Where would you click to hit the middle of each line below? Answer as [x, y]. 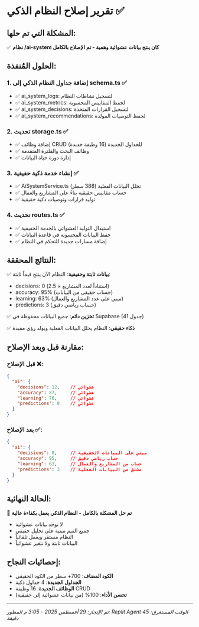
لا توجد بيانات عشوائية [39, 524]
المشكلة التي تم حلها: [41, 33]
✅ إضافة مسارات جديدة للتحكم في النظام [61, 241]
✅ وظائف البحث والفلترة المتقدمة [52, 151]
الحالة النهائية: [29, 499]
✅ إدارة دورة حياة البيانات [43, 157]
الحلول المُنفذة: [32, 66]
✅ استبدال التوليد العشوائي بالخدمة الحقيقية [63, 228]
